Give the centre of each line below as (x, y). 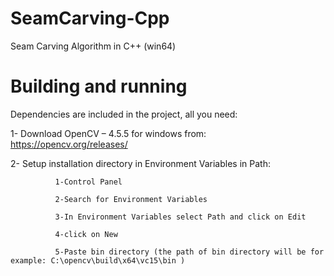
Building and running (99, 86)
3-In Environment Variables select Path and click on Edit (180, 217)
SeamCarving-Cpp (90, 18)
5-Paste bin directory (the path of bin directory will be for (189, 252)
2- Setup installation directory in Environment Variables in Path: (140, 163)
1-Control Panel (88, 182)
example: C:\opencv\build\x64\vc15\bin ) (98, 260)
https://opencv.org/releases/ (69, 144)
